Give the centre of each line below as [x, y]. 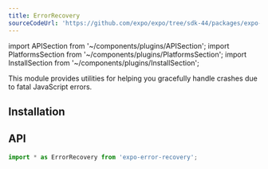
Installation [37, 111]
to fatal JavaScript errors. [50, 86]
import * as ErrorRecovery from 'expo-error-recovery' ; [103, 157]
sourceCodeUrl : [33, 23]
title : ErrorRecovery [44, 16]
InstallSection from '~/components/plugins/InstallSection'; [104, 63]
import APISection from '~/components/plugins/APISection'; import [119, 45]
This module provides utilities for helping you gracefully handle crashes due [133, 78]
